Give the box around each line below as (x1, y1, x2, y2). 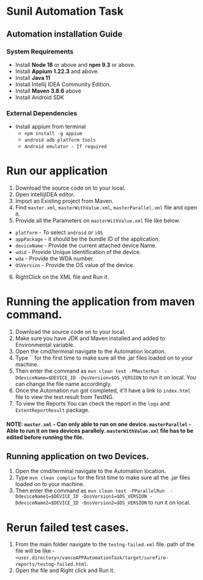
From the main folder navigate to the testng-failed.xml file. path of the (15, 541, 195, 548)
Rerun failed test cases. (6, 520, 130, 535)
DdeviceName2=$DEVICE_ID (15, 500, 79, 506)
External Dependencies (6, 109, 78, 117)
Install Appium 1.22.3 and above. (15, 68, 99, 75)
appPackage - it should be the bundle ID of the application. (15, 235, 160, 243)
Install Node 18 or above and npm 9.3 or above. (15, 61, 136, 68)
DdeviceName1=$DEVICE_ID (15, 493, 79, 500)
